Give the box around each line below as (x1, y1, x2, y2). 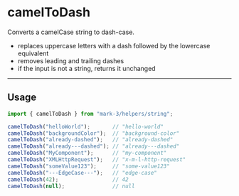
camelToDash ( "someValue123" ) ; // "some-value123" (7, 163, 171, 170)
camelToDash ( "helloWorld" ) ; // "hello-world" (7, 123, 164, 130)
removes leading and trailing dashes (17, 56, 124, 65)
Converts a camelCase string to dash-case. (7, 28, 135, 36)
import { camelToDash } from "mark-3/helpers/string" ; (7, 110, 174, 117)
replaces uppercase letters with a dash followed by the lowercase (17, 41, 211, 50)
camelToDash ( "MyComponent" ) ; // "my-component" (7, 150, 167, 157)
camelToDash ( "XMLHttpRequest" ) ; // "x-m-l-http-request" (7, 156, 186, 163)
